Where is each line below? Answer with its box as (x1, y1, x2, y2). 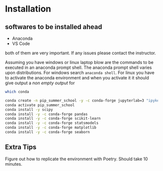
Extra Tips (5, 143, 37, 151)
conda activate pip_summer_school (5, 103, 75, 108)
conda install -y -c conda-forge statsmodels (5, 121, 98, 125)
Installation (5, 3, 51, 15)
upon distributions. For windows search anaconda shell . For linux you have (5, 70, 155, 76)
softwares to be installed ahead (5, 23, 102, 31)
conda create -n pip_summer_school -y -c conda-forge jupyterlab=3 (5, 98, 145, 103)
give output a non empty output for (5, 80, 75, 86)
